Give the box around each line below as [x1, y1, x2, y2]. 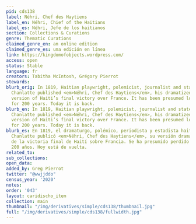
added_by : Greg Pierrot [6, 166, 64, 172]
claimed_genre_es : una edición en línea [6, 47, 106, 52]
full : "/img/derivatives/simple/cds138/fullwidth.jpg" [6, 209, 142, 215]
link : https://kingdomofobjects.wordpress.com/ [6, 52, 124, 58]
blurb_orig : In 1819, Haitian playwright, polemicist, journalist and [6, 85, 181, 90]
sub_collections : [6, 155, 48, 161]
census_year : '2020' [6, 177, 57, 183]
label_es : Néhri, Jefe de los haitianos [6, 24, 106, 31]
